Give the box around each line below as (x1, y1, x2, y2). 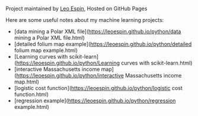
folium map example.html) (14, 47, 78, 54)
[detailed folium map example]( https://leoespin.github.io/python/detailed (14, 41, 192, 47)
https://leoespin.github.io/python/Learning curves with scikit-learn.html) (16, 59, 193, 66)
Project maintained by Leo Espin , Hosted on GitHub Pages (5, 5, 148, 12)
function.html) (14, 91, 49, 98)
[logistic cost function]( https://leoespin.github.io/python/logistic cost (14, 85, 183, 91)
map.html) (14, 78, 40, 85)
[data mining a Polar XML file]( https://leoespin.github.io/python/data (14, 28, 181, 35)
